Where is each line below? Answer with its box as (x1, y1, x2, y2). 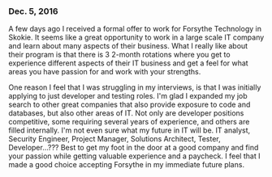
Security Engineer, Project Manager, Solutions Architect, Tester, (8, 134, 221, 144)
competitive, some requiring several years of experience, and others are (8, 117, 250, 127)
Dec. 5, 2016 (8, 6, 58, 17)
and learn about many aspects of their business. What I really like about (8, 41, 248, 51)
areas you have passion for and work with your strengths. (8, 67, 201, 77)
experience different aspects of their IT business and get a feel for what (8, 58, 249, 68)
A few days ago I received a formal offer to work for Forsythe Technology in (8, 24, 262, 34)
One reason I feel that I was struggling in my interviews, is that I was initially (8, 82, 261, 92)
